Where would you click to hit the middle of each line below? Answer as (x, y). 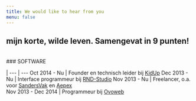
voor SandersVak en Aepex (39, 86)
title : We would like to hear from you (55, 12)
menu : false (21, 17)
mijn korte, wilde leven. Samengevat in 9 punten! (98, 41)
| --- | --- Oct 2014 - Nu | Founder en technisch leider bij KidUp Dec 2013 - (97, 73)
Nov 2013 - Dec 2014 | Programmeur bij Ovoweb (65, 92)
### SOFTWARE (26, 61)
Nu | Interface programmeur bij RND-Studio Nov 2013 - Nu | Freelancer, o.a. (98, 79)
